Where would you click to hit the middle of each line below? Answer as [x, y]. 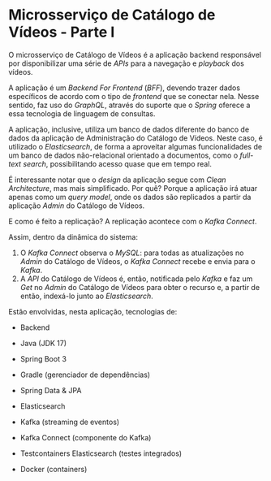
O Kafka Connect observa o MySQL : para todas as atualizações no [132, 253]
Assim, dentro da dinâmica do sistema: [73, 236]
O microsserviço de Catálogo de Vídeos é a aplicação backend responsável [135, 54]
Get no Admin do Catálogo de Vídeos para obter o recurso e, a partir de [140, 287]
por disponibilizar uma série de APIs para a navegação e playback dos [127, 63]
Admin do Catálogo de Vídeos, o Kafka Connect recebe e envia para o [138, 261]
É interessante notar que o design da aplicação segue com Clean [117, 180]
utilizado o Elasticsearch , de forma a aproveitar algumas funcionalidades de [135, 146]
